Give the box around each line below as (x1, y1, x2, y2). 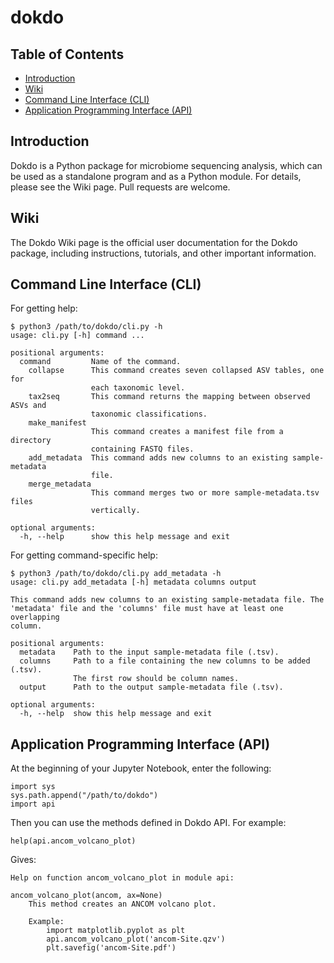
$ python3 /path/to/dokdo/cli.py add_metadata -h (10, 569, 222, 579)
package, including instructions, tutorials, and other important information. (10, 247, 317, 259)
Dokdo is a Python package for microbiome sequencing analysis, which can (10, 159, 323, 171)
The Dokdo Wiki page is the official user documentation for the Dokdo (10, 236, 298, 248)
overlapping (10, 612, 60, 623)
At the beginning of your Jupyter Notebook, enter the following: (10, 762, 272, 775)
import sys (10, 782, 56, 792)
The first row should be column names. (73, 674, 240, 684)
